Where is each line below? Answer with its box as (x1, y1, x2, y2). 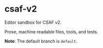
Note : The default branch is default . (4, 38, 78, 44)
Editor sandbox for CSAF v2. (4, 19, 62, 25)
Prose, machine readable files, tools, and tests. (4, 29, 98, 34)
